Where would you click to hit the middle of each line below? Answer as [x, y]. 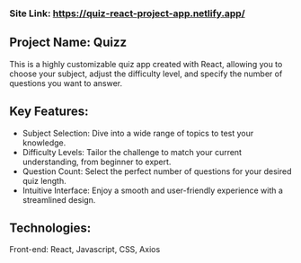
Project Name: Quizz [68, 43]
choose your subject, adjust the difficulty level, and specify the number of [146, 74]
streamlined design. [59, 199]
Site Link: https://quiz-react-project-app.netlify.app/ [127, 13]
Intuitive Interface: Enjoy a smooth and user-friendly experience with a [152, 190]
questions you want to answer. [66, 83]
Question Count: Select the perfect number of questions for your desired [157, 171]
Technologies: [50, 228]
